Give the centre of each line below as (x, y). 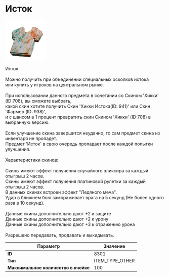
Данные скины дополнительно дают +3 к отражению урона (70, 224)
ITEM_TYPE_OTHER (114, 260)
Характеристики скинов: (32, 160)
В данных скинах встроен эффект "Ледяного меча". (61, 192)
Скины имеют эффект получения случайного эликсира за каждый (77, 170)
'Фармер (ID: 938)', (26, 111)
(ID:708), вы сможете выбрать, (38, 101)
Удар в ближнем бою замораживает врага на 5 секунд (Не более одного (85, 197)
